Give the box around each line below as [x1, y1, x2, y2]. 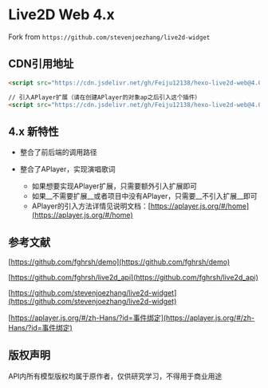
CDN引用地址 [8, 57, 74, 71]
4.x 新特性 [8, 125, 59, 138]
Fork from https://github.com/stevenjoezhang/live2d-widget [8, 32, 211, 42]
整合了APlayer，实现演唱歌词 [19, 164, 116, 174]
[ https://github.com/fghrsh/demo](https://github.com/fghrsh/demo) [8, 257, 231, 267]
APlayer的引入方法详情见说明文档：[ [31, 201, 152, 211]
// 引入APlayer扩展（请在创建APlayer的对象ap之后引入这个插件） [8, 93, 201, 101]
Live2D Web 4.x [8, 6, 116, 24]
